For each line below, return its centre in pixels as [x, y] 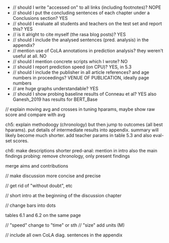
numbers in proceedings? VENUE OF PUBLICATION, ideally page [81, 78]
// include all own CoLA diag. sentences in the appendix [64, 235]
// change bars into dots [31, 205]
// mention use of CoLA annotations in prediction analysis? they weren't [88, 51]
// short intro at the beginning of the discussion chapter [63, 195]
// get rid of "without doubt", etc [39, 186]
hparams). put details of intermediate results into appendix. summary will [82, 130]
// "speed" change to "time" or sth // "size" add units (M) [65, 225]
